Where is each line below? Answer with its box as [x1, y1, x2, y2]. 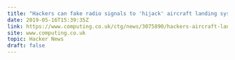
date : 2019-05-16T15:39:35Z [7, 17, 90, 23]
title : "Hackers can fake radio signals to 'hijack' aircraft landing [7, 10, 218, 17]
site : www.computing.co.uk [7, 29, 86, 37]
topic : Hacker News [7, 36, 64, 43]
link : [7, 23, 23, 30]
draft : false [7, 42, 45, 49]
